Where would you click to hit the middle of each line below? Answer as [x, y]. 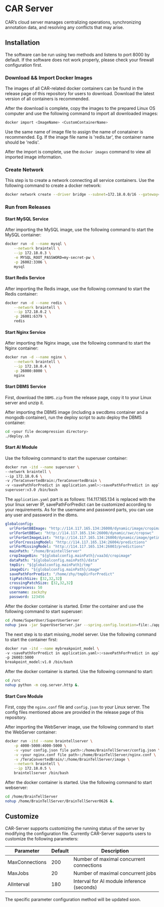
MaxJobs [18, 873]
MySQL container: [23, 235]
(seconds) [85, 887]
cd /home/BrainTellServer [31, 797]
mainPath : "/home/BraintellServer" [46, 551]
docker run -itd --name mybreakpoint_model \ [52, 648]
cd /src [13, 680]
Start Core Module [24, 696]
